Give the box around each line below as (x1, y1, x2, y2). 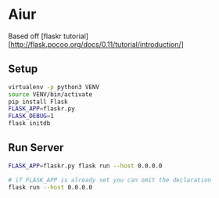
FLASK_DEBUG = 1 (8, 112, 55, 121)
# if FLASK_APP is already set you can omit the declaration (8, 176, 212, 184)
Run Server (8, 141, 64, 154)
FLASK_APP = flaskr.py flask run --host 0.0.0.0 (8, 162, 163, 170)
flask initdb (8, 120, 51, 128)
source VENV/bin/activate (8, 90, 92, 99)
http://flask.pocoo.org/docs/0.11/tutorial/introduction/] (10, 39, 184, 49)
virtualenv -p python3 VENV (8, 83, 100, 91)
